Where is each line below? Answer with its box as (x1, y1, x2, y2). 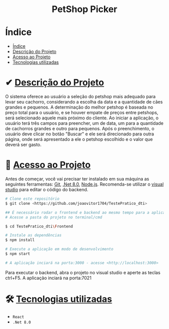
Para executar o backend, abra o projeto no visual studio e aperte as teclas (5, 269, 161, 275)
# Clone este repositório (5, 196, 59, 201)
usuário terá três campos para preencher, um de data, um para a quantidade (5, 120, 164, 126)
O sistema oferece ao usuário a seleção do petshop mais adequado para (5, 94, 156, 100)
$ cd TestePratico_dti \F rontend (5, 224, 73, 229)
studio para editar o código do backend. (5, 187, 89, 192)
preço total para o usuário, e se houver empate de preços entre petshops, (5, 110, 158, 116)
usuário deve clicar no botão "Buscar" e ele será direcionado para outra (5, 131, 154, 137)
